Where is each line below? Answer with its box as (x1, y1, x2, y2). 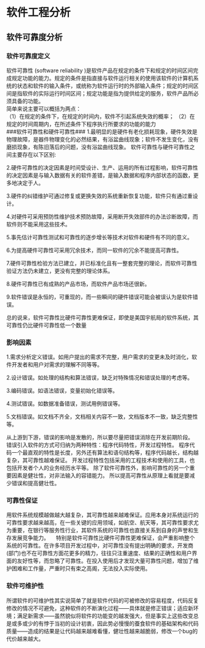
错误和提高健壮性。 (11, 480, 60, 487)
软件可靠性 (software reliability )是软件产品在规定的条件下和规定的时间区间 (6, 67, 193, 74)
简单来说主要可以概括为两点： (6, 105, 81, 112)
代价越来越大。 (6, 635, 44, 642)
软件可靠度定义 (6, 51, 51, 60)
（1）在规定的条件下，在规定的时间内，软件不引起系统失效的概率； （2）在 (6, 113, 195, 120)
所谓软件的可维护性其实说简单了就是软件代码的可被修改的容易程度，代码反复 (6, 597, 199, 604)
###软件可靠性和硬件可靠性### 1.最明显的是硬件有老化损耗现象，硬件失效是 (6, 128, 198, 135)
